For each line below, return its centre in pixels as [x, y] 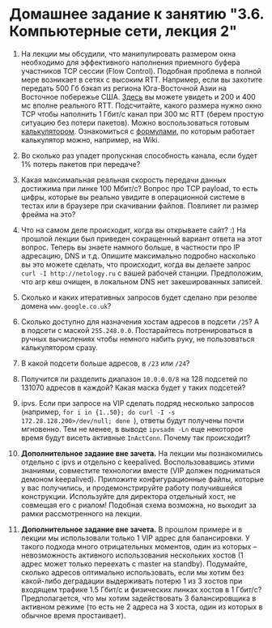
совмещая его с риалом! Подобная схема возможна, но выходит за [139, 505]
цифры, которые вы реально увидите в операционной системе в [133, 197]
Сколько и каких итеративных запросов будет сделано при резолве [139, 297]
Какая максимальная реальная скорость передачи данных [123, 180]
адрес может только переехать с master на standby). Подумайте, [134, 563]
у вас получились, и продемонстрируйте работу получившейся [132, 488]
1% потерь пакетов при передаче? [81, 164]
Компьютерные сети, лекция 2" [123, 31]
